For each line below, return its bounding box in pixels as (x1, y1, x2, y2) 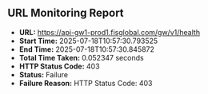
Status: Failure (18, 69, 69, 79)
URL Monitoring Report (7, 6, 125, 20)
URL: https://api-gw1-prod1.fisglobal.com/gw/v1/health (18, 27, 201, 37)
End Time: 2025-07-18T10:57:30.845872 (18, 44, 155, 54)
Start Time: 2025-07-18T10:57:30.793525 (18, 36, 158, 45)
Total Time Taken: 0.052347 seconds (18, 53, 145, 62)
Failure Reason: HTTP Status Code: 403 (18, 78, 153, 88)
